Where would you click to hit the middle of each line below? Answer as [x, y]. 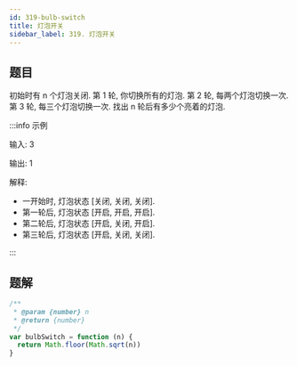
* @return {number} [49, 320]
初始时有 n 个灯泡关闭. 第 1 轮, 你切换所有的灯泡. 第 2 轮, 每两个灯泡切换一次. [149, 95]
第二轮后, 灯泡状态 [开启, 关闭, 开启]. [88, 224]
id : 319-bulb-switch [48, 17]
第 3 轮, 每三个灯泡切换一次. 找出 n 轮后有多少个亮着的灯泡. [117, 107]
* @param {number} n [51, 312]
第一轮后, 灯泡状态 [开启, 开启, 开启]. [88, 212]
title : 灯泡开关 [36, 26]
